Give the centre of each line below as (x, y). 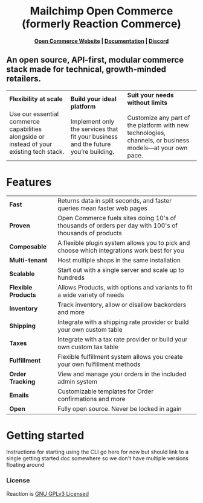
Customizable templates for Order (105, 391)
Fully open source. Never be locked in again (120, 408)
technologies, (147, 133)
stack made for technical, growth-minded (86, 70)
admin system (77, 381)
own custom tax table (88, 347)
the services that (94, 129)
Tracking (22, 381)
